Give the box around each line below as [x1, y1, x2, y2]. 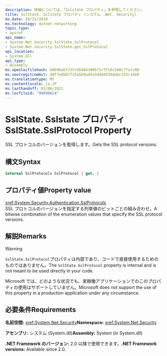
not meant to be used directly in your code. [5, 267, 94, 274]
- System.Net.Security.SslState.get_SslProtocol [5, 44, 108, 49]
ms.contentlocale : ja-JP [5, 81, 57, 86]
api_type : [5, 58, 26, 63]
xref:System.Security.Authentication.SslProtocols [5, 200, 106, 206]
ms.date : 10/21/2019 [5, 16, 48, 21]
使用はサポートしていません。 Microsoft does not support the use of [18, 284, 157, 290]
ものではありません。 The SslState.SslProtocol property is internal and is [5, 262, 157, 268]
